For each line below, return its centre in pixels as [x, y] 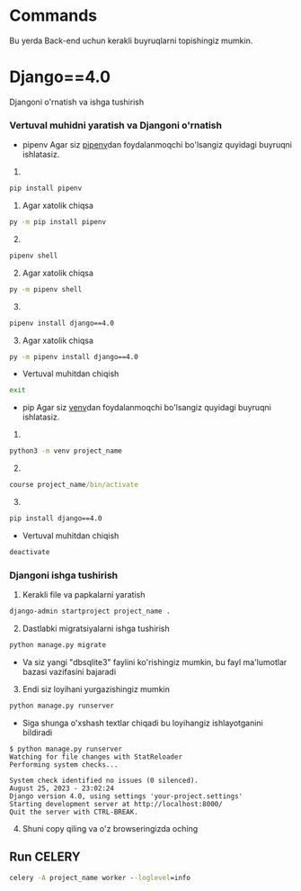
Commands [53, 16]
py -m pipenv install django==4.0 [74, 356]
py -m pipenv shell [46, 289]
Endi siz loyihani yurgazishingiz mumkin [96, 688]
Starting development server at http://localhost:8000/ [116, 804]
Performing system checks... [64, 765]
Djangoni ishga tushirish [64, 575]
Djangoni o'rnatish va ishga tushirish [77, 102]
